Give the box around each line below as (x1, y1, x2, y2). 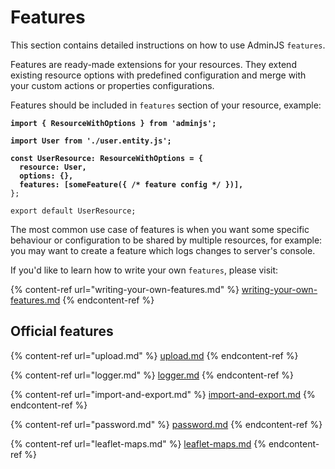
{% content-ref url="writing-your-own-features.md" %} (10, 283, 240, 295)
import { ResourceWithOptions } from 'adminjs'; (10, 118, 217, 128)
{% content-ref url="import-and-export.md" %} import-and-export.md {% (10, 388, 316, 400)
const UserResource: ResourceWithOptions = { (10, 153, 203, 163)
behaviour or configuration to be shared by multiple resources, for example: (10, 234, 323, 246)
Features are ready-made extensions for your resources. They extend (10, 58, 297, 70)
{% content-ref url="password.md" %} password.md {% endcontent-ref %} (10, 418, 323, 430)
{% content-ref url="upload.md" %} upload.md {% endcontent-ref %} (10, 349, 299, 361)
